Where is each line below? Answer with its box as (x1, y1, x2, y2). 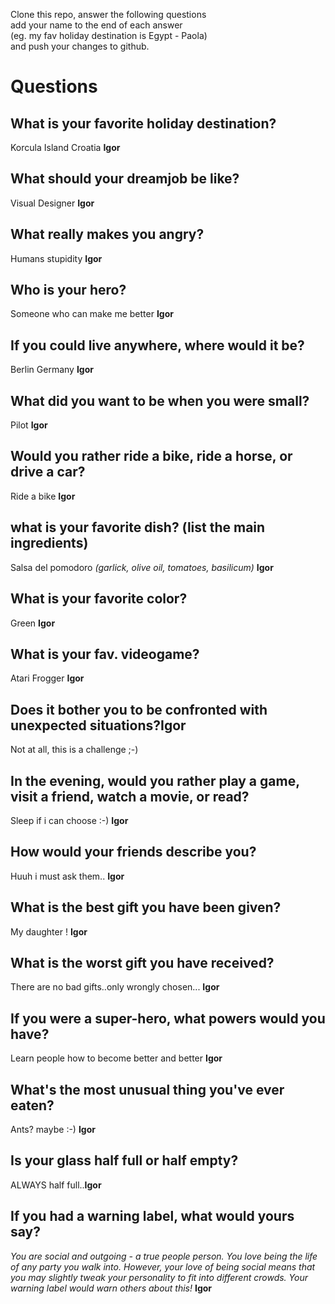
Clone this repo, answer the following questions (10, 9, 207, 20)
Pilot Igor (10, 419, 48, 431)
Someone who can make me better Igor (10, 308, 175, 320)
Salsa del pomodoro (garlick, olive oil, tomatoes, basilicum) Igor (10, 561, 274, 573)
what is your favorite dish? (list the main (10, 519, 266, 536)
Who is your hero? (10, 282, 127, 299)
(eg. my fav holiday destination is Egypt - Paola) (10, 30, 208, 41)
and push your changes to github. (10, 40, 150, 52)
